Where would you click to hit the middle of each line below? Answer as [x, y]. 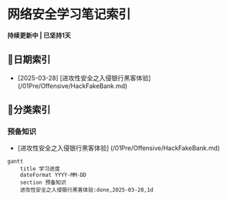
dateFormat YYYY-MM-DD [53, 175]
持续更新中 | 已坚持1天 [39, 35]
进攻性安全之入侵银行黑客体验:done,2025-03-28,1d [87, 190]
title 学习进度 [40, 169]
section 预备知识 [43, 183]
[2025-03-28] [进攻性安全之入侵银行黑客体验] [84, 77]
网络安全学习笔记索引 [69, 14]
